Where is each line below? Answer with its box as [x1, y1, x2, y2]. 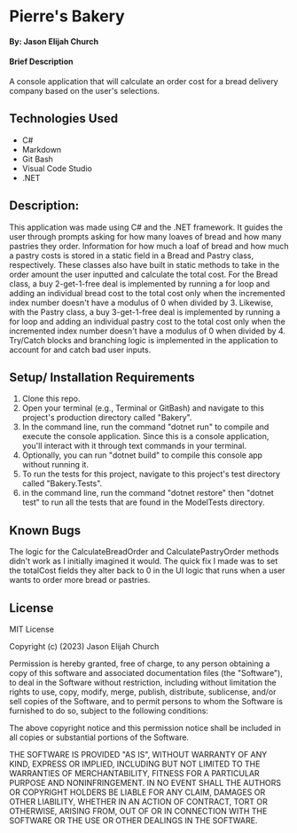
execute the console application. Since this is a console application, [21, 431, 270, 442]
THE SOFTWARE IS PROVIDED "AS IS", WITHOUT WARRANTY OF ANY [9, 750, 268, 760]
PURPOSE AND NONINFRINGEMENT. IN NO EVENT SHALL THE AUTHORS [9, 778, 282, 789]
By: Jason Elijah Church [9, 35, 99, 46]
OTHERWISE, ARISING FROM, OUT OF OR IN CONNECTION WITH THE [9, 805, 268, 817]
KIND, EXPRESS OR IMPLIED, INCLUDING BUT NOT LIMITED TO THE [9, 758, 261, 769]
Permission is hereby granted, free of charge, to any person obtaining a [9, 658, 270, 669]
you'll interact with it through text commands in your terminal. [21, 441, 246, 452]
